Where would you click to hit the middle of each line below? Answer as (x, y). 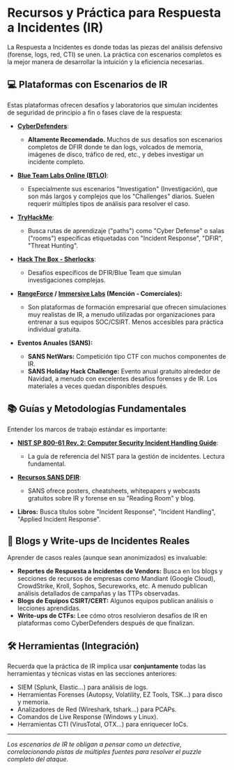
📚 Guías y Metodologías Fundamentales (97, 409)
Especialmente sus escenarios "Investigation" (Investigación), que (123, 188)
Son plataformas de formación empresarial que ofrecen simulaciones (127, 307)
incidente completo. (56, 161)
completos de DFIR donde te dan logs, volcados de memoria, (115, 147)
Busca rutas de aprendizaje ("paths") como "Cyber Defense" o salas (126, 230)
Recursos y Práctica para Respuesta (114, 13)
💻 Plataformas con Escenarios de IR (87, 85)
